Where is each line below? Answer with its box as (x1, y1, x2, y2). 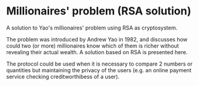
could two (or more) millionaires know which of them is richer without (6, 42, 180, 49)
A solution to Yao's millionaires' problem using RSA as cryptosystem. (6, 24, 178, 31)
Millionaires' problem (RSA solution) (6, 4, 192, 18)
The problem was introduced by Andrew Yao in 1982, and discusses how (6, 35, 188, 43)
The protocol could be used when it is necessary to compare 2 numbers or (6, 60, 193, 67)
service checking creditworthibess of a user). (6, 73, 120, 80)
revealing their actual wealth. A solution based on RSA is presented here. (6, 48, 188, 55)
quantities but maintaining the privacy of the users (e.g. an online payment (6, 66, 192, 73)
